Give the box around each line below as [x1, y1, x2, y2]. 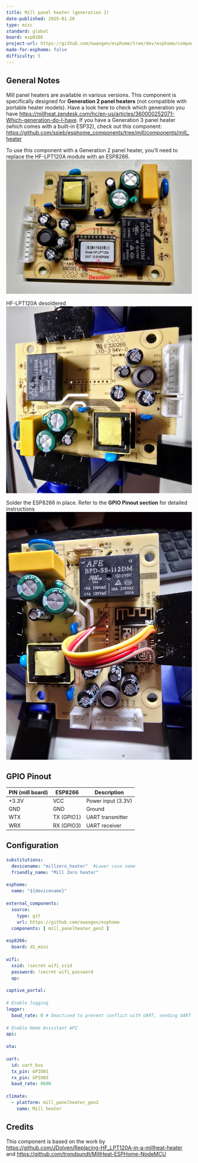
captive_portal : [6, 988, 46, 994]
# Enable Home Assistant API [6, 1025, 78, 1031]
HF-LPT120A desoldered [6, 300, 67, 307]
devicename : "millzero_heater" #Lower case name [11, 863, 136, 869]
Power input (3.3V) [86, 797, 133, 804]
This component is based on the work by [6, 1138, 105, 1145]
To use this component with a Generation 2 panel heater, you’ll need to [6, 146, 178, 153]
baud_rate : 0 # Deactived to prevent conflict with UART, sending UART [11, 1012, 192, 1019]
